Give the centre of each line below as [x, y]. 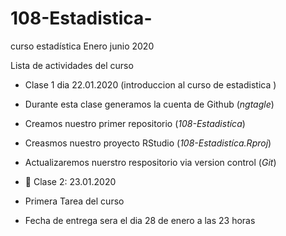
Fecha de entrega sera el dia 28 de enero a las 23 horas [140, 220]
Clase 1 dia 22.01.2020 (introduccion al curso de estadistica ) [150, 84]
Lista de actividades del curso [72, 65]
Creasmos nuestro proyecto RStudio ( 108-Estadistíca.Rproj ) [148, 143]
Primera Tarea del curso [74, 201]
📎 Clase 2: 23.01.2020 [70, 181]
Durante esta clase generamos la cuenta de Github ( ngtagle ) [149, 104]
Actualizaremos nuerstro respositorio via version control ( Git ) [150, 162]
